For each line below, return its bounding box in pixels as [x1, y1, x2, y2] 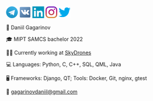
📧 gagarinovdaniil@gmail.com [6, 88, 78, 95]
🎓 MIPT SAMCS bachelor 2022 [6, 36, 83, 43]
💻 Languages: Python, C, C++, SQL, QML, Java [6, 61, 121, 68]
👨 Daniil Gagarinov [6, 24, 51, 31]
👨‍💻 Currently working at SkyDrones [6, 49, 92, 56]
